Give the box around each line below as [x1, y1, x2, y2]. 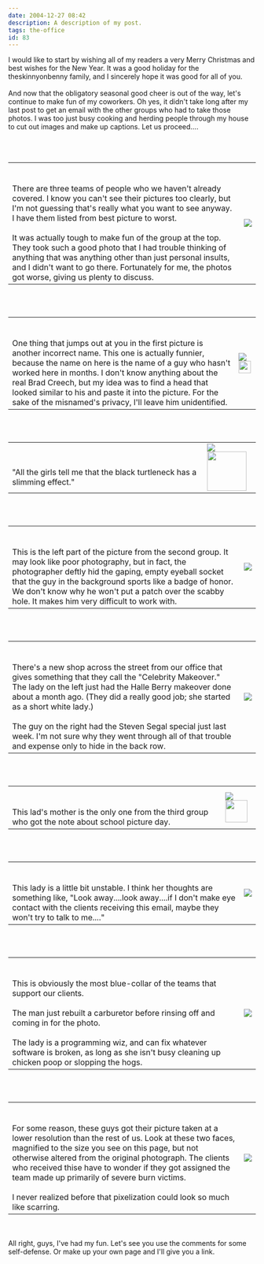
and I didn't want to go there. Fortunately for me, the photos [12, 262, 232, 273]
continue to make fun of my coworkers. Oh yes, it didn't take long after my [8, 97, 249, 106]
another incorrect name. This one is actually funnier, [12, 348, 205, 359]
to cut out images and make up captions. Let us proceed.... [8, 122, 199, 132]
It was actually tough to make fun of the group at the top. [12, 232, 222, 244]
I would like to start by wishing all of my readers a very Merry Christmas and [8, 55, 255, 65]
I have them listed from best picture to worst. [12, 213, 178, 224]
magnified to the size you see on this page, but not [12, 1143, 199, 1154]
